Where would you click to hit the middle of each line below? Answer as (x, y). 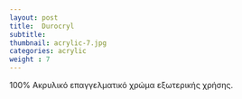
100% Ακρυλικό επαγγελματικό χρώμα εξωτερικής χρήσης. (121, 85)
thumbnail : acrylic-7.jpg (58, 43)
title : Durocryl (42, 26)
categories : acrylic (48, 51)
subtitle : (28, 34)
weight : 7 (30, 59)
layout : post (34, 18)
